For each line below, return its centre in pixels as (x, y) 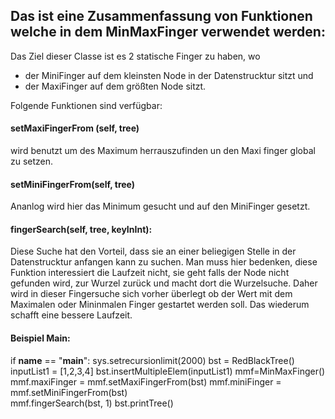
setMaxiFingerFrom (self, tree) (75, 128)
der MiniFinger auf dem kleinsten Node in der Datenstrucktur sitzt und (169, 75)
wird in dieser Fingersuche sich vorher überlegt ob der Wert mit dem (151, 294)
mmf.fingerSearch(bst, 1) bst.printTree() (92, 403)
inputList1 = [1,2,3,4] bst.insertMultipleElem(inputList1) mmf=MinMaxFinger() (168, 371)
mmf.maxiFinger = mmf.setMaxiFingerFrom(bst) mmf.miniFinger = (146, 381)
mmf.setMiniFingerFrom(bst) (69, 392)
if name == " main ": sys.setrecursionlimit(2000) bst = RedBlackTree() (152, 360)
